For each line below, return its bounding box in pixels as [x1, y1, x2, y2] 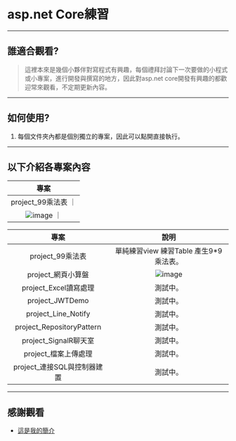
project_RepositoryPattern [15, 322, 102, 332]
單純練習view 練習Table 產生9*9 [114, 246, 223, 256]
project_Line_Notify [25, 309, 91, 319]
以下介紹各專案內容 [7, 161, 91, 173]
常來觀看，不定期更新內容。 [30, 82, 111, 91]
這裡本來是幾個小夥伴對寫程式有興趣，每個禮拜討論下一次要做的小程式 [24, 65, 228, 74]
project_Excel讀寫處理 [22, 283, 95, 293]
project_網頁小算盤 [27, 270, 89, 280]
